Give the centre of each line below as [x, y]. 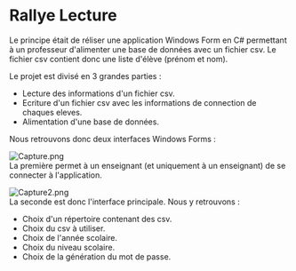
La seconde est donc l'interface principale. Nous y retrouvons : [124, 202]
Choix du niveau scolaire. [68, 247]
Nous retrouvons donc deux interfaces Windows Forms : [112, 139]
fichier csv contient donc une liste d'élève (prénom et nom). [119, 59]
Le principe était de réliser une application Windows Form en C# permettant [148, 40]
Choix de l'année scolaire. [70, 237]
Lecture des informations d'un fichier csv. [98, 93]
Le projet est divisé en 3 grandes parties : [85, 76]
